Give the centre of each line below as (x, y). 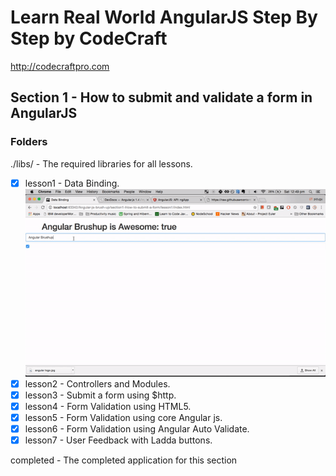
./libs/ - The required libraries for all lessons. (101, 163)
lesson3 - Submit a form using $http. (100, 395)
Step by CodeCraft (89, 38)
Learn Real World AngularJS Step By (164, 17)
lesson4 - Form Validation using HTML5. (108, 406)
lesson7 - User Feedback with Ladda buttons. (118, 440)
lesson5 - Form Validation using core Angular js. (123, 417)
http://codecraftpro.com (60, 66)
